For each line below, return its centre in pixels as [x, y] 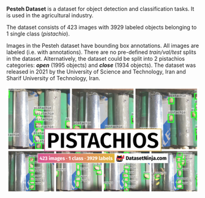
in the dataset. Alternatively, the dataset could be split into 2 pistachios [96, 59]
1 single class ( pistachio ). [38, 34]
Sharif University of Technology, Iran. [53, 78]
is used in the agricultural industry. [50, 15]
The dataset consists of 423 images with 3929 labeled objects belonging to [102, 27]
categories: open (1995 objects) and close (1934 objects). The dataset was [101, 65]
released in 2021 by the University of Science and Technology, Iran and [96, 72]
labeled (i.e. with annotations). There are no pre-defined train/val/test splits [102, 52]
